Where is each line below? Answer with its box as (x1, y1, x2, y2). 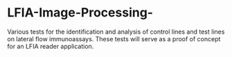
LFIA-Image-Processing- (7, 5, 154, 21)
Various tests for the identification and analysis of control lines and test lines (7, 27, 225, 36)
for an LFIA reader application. (7, 42, 94, 50)
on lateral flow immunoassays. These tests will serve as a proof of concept (7, 34, 221, 43)
